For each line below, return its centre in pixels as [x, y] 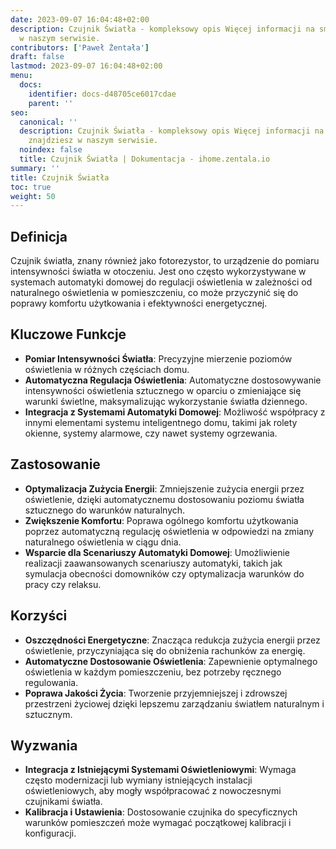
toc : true [31, 187]
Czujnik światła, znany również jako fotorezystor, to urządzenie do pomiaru [165, 261]
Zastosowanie [55, 464]
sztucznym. [48, 714]
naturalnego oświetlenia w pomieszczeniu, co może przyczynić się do [154, 293]
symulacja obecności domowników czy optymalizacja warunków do [164, 573]
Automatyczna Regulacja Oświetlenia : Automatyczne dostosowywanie [173, 380]
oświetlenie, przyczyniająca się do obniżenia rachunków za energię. [165, 650]
